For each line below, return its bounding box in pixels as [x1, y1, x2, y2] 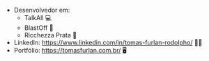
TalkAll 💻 [24, 14, 52, 21]
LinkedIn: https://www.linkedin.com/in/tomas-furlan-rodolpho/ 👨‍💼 [13, 38, 203, 46]
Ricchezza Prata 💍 [24, 31, 77, 39]
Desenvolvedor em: [13, 6, 70, 14]
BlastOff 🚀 [24, 24, 54, 32]
